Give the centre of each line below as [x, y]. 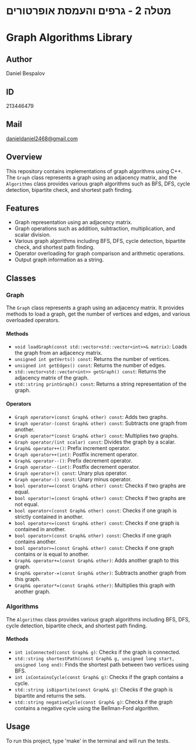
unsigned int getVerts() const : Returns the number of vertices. [92, 359]
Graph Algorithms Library [69, 38]
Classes [21, 278]
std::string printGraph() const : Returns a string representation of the [101, 384]
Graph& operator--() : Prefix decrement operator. [73, 460]
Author [19, 59]
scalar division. [33, 235]
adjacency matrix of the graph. [51, 378]
